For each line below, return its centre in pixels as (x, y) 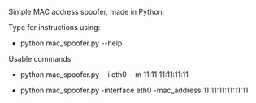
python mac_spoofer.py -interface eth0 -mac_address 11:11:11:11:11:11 (134, 90)
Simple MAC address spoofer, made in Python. (87, 12)
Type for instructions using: (54, 27)
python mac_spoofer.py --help (71, 43)
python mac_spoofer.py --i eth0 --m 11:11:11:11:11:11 (104, 75)
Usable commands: (41, 59)
